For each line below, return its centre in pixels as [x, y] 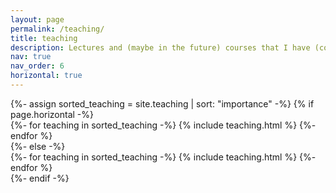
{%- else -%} [38, 146]
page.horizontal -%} [52, 114]
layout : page [37, 19]
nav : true [31, 57]
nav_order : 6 [37, 66]
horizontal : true [46, 76]
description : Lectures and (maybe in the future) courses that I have [160, 47]
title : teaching [44, 38]
